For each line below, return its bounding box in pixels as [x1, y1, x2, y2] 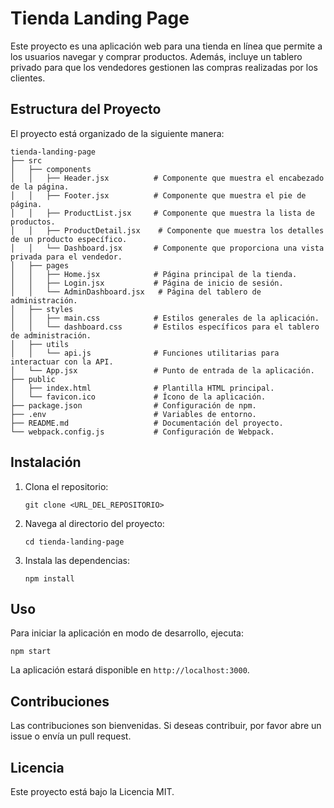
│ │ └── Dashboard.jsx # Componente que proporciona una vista [10, 243, 325, 253]
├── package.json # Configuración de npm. [10, 400, 257, 411]
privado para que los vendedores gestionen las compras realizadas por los [10, 61, 318, 73]
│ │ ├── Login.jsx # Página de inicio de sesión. [10, 278, 284, 288]
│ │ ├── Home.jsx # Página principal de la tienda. [10, 269, 298, 279]
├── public [10, 374, 56, 384]
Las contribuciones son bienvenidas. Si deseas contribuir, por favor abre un [10, 720, 322, 732]
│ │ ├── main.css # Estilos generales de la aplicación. [10, 313, 320, 323]
